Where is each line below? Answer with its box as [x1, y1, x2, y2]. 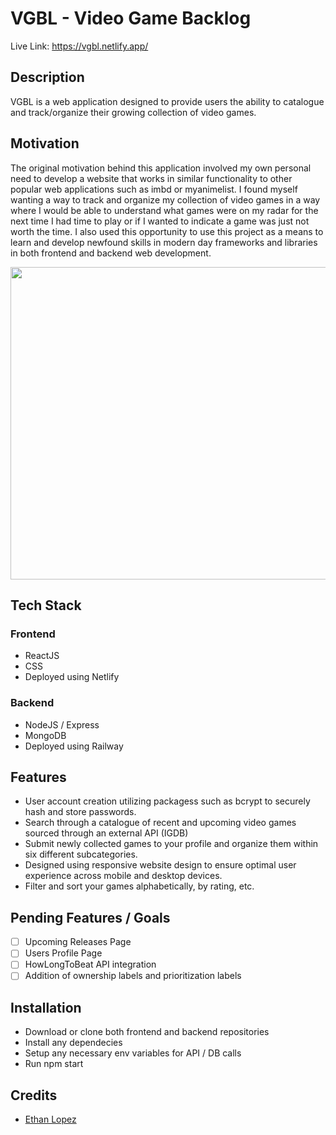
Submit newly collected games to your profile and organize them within [24, 838, 319, 850]
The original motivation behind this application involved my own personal [10, 162, 312, 174]
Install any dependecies [24, 1037, 123, 1049]
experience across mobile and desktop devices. [24, 870, 223, 882]
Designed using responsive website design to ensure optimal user [24, 859, 297, 871]
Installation [10, 999, 82, 1016]
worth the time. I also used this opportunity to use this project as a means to [10, 225, 324, 237]
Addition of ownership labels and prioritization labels [24, 970, 242, 982]
